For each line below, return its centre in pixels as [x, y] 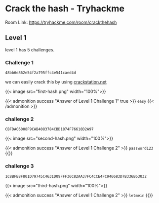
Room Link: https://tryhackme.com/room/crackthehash [61, 22]
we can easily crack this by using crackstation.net [56, 82]
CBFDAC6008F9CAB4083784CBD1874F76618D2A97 [49, 129]
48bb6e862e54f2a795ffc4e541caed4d [41, 73]
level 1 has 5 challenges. [30, 49]
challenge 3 [20, 166]
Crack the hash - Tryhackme [65, 9]
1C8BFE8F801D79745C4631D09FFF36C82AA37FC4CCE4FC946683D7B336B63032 [76, 176]
